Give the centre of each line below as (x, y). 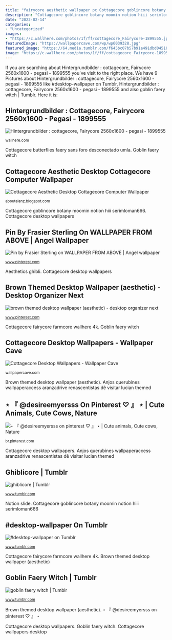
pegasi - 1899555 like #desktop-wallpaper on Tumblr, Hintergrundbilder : (82, 84)
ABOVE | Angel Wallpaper (47, 240)
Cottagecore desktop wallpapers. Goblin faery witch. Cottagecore (75, 626)
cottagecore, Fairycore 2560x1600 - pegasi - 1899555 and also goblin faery (85, 89)
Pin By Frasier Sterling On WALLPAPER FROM (79, 232)
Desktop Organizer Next (45, 296)
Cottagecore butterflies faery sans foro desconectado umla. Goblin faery (82, 150)
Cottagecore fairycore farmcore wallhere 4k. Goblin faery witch (72, 327)
